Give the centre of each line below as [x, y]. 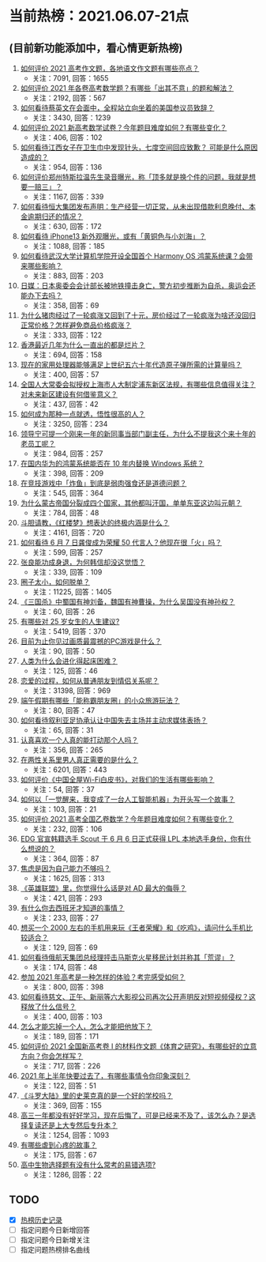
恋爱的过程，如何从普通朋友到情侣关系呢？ [90, 681]
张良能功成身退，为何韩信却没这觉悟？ [82, 562]
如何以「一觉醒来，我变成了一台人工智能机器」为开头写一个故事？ [127, 799]
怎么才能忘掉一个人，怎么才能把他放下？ [86, 1027]
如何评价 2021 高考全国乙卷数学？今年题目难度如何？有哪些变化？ [127, 819]
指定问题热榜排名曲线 [55, 1250]
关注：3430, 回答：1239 [71, 118]
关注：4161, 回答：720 [68, 533]
